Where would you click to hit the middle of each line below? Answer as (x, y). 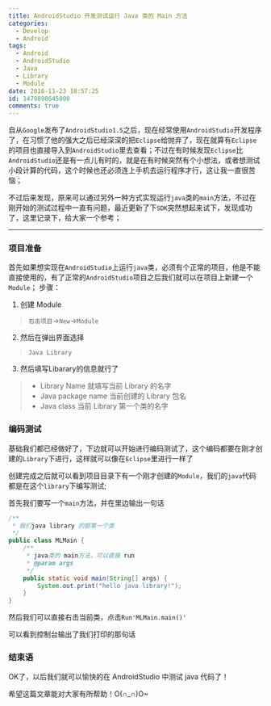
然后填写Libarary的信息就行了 (69, 369)
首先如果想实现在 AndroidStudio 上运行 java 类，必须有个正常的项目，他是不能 (134, 267)
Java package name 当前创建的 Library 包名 (113, 396)
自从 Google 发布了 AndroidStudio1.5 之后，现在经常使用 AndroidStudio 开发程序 (135, 130)
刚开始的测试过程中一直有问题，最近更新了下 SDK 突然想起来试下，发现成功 (130, 208)
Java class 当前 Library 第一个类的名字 (104, 406)
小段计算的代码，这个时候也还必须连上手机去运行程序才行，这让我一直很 (128, 170)
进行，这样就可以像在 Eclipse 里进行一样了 (124, 458)
